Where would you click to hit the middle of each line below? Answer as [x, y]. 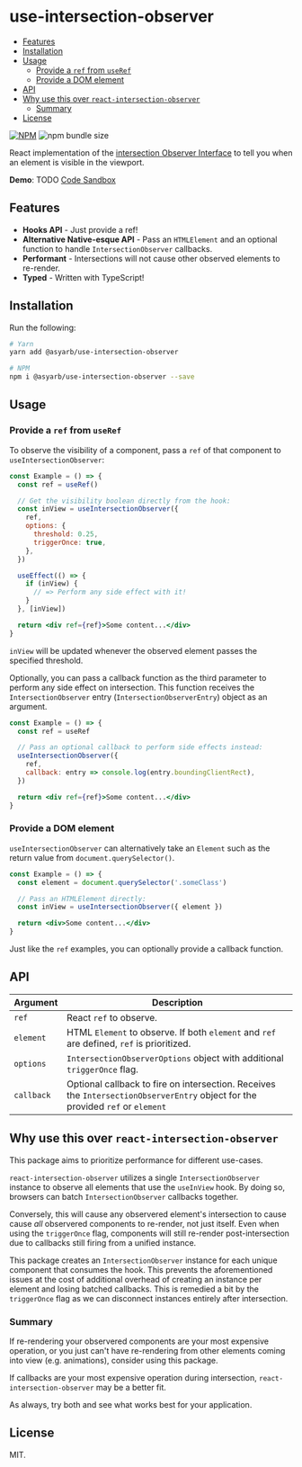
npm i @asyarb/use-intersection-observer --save [102, 377]
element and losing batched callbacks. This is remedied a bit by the [134, 1289]
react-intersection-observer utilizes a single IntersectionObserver [135, 1177]
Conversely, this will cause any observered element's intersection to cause [148, 1214]
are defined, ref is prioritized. [129, 1043]
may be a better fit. [131, 1387]
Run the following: [43, 327]
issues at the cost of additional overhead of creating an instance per [136, 1279]
